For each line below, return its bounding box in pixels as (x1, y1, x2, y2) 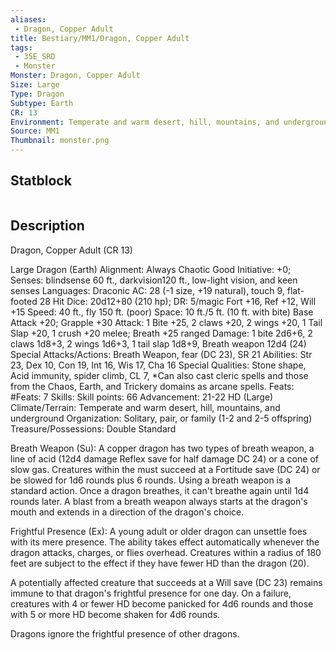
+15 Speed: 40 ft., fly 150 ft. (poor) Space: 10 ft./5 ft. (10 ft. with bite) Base (10, 306, 314, 318)
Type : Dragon (10, 89, 65, 99)
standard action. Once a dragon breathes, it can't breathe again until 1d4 (10, 484, 310, 496)
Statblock (10, 172, 72, 190)
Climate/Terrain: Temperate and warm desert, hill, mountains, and (10, 401, 281, 413)
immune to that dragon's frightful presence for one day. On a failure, (10, 587, 292, 599)
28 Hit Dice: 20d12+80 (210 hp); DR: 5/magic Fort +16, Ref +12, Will (39, 295, 317, 307)
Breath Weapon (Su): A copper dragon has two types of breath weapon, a (10, 442, 315, 454)
